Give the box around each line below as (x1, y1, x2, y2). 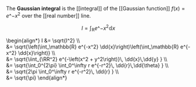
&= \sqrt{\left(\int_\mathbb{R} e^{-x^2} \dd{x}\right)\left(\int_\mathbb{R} (6, 43, 180, 50)
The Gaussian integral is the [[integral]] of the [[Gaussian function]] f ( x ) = (6, 5, 185, 12)
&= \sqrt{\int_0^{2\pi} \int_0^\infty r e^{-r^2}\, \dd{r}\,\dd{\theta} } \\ (6, 62, 169, 69)
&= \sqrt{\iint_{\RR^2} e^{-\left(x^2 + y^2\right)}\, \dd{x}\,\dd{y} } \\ (6, 55, 168, 63)
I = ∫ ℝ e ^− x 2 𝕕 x (81, 23, 116, 33)
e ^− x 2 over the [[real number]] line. (6, 11, 91, 19)
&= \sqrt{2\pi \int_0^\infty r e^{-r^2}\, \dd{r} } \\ (6, 68, 119, 75)
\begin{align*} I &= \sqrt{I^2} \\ (6, 37, 80, 44)
